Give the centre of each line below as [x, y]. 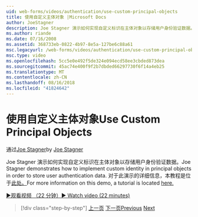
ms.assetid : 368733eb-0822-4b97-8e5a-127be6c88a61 [70, 45]
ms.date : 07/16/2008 [32, 39]
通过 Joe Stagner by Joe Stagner [45, 149]
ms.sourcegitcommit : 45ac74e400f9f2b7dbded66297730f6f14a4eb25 [85, 66]
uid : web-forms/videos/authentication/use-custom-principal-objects [92, 11]
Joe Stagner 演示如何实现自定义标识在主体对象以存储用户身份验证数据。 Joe [98, 162]
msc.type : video [26, 55]
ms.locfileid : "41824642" [38, 88]
